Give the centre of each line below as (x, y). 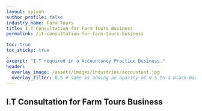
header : (16, 66)
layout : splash (25, 12)
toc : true (19, 45)
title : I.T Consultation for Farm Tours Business (70, 28)
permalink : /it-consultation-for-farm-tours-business (75, 34)
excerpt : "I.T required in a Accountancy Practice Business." (86, 61)
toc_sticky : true (28, 50)
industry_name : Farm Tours (40, 23)
